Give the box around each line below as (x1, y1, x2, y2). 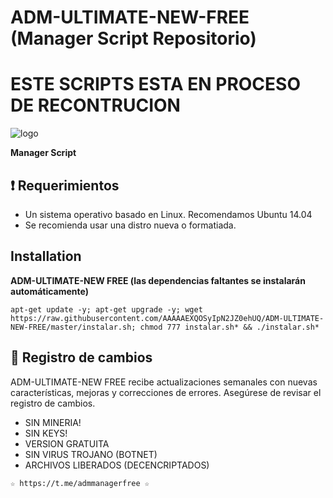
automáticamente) (10, 285, 90, 297)
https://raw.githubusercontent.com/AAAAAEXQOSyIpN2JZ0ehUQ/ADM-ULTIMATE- (10, 313, 325, 323)
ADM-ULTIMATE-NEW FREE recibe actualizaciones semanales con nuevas (10, 376, 318, 388)
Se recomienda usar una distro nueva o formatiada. (24, 219, 237, 231)
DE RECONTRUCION (10, 94, 181, 117)
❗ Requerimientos (10, 177, 120, 194)
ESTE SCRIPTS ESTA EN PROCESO (10, 73, 301, 96)
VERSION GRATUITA (24, 437, 110, 450)
